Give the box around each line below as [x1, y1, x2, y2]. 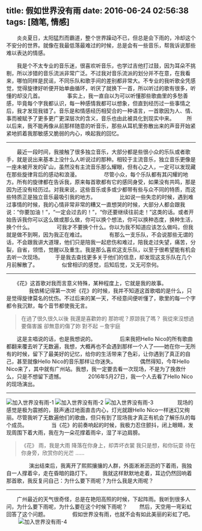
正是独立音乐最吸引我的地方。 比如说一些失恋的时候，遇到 [22, 193, 188, 200]
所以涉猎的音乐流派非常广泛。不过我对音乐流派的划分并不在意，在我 [16, 69, 185, 76]
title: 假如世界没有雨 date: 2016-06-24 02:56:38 [6, 5, 189, 16]
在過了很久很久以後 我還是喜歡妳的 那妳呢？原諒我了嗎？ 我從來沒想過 [20, 315, 194, 322]
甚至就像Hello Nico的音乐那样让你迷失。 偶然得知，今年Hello [16, 358, 190, 365]
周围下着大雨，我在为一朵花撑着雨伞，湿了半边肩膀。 [11, 429, 143, 436]
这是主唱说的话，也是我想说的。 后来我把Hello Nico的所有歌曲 [16, 335, 193, 342]
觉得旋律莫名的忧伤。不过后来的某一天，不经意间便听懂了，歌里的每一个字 [11, 294, 196, 302]
